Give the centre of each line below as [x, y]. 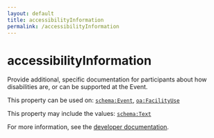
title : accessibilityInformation [56, 20]
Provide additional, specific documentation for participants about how [107, 79]
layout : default [31, 13]
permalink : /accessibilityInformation [63, 26]
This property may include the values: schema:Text [79, 114]
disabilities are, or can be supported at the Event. [77, 87]
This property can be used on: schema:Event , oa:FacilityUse [93, 100]
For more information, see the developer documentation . [88, 127]
